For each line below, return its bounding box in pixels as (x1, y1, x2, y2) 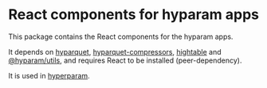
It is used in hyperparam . (8, 71, 90, 80)
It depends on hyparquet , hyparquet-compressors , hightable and (8, 47, 222, 56)
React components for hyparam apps (8, 6, 259, 24)
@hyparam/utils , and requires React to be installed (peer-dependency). (8, 55, 242, 65)
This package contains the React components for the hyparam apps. (8, 32, 234, 41)
